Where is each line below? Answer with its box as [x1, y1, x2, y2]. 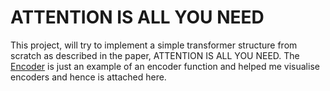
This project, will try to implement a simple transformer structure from [10, 39, 298, 51]
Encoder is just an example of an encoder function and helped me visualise [10, 60, 320, 72]
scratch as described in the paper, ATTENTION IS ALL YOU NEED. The [10, 49, 300, 61]
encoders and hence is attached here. [10, 71, 167, 83]
